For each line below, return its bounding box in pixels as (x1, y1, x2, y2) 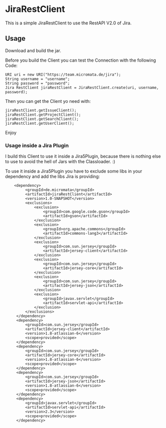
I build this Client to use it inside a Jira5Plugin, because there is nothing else (5, 153, 161, 160)
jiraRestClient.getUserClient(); (5, 121, 75, 126)
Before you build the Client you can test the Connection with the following (5, 57, 157, 63)
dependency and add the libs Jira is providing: (5, 173, 100, 179)
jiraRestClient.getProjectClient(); (5, 112, 81, 117)
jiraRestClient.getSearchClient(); (5, 116, 79, 121)
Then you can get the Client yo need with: (5, 98, 91, 104)
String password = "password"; (5, 81, 70, 86)
